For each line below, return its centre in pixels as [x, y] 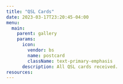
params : [26, 39]
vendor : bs [41, 50]
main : [18, 28]
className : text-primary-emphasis [70, 61]
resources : [20, 72]
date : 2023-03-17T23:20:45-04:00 [48, 17]
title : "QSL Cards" [30, 12]
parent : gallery [37, 34]
